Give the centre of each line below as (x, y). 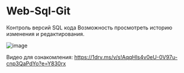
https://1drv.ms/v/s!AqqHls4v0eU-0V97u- (126, 57)
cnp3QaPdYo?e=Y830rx (36, 63)
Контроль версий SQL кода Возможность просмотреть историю (89, 28)
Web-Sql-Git (38, 11)
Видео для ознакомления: (40, 57)
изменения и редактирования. (45, 34)
